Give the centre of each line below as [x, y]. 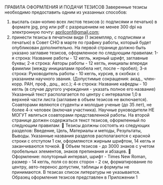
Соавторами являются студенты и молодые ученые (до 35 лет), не [82, 105]
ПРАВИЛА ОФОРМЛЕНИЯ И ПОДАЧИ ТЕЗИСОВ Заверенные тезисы [76, 7]
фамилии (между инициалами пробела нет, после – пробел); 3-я [79, 68]
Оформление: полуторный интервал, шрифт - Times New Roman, [79, 156]
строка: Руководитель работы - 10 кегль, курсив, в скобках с [76, 73]
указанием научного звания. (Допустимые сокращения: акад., [77, 79]
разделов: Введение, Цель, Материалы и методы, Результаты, [77, 131]
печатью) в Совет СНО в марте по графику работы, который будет [81, 42]
